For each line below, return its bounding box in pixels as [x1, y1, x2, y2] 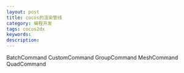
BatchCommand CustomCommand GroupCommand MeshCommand [6, 54, 178, 61]
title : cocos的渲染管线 [6, 15, 62, 21]
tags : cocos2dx [6, 26, 45, 32]
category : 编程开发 [6, 20, 53, 26]
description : [6, 37, 40, 43]
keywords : [6, 32, 32, 38]
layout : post [6, 9, 40, 15]
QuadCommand [6, 60, 46, 68]
